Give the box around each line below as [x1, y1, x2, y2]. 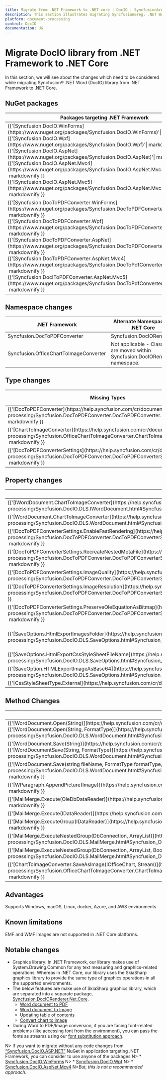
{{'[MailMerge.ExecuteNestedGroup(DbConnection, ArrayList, [7, 847, 152, 854]
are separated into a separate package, [12, 990, 93, 996]
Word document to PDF [19, 1001, 68, 1007]
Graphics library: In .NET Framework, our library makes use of [12, 959, 139, 965]
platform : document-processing [5, 16, 70, 21]
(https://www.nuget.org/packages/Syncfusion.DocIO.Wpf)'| [7, 141, 148, 148]
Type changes [5, 376, 51, 385]
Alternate [113, 318, 136, 325]
